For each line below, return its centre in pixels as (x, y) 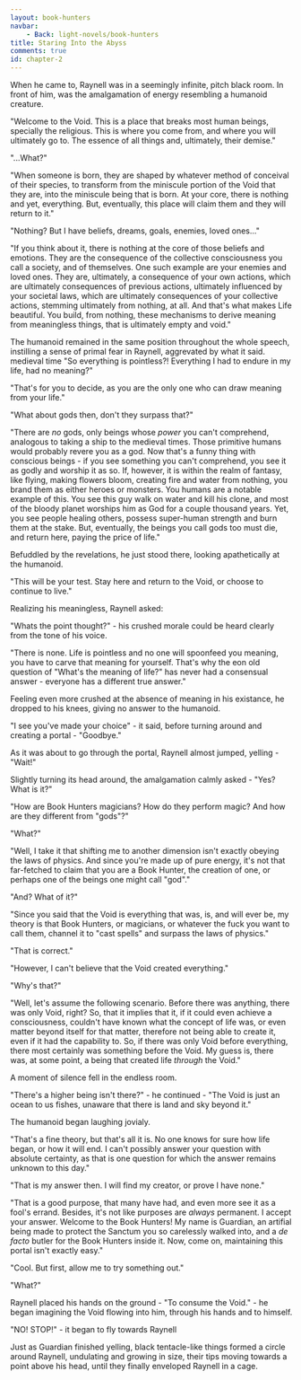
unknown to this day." (50, 1168)
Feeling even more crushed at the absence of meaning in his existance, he (147, 699)
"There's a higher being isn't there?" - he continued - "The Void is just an (145, 1095)
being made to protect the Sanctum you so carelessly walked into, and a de (149, 1231)
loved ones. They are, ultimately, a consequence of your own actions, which (150, 277)
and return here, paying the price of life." (85, 537)
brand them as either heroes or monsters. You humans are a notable (136, 489)
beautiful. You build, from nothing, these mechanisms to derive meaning (143, 315)
